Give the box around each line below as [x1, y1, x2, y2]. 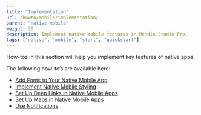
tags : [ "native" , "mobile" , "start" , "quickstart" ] [6, 37, 139, 43]
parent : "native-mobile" [6, 20, 69, 26]
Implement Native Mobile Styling [15, 83, 97, 90]
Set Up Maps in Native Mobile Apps [15, 96, 104, 103]
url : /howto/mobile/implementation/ [6, 14, 99, 20]
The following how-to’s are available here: [6, 65, 111, 72]
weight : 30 [6, 25, 34, 32]
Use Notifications [15, 102, 59, 109]
